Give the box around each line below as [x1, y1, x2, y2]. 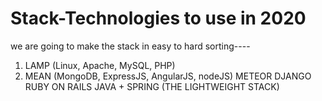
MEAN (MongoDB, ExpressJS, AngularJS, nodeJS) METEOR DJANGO [24, 70, 312, 82]
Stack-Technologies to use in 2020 [10, 7, 307, 30]
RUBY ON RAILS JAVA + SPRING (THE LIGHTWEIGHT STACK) [24, 80, 280, 92]
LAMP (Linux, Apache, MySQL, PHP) [24, 59, 176, 71]
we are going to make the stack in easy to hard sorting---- [10, 40, 251, 52]
